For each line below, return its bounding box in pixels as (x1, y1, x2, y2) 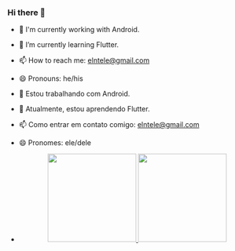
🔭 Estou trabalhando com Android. (18, 89, 130, 99)
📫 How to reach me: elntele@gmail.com (18, 56, 150, 65)
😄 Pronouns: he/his (18, 74, 83, 83)
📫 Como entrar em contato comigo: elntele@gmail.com (18, 120, 200, 129)
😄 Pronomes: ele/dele (18, 138, 92, 147)
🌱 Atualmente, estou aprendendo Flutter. (18, 104, 150, 114)
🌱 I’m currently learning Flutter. (18, 40, 119, 49)
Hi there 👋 (7, 7, 46, 18)
